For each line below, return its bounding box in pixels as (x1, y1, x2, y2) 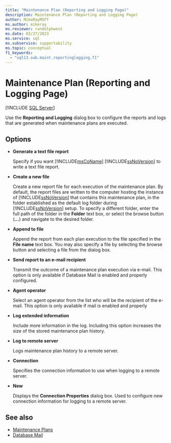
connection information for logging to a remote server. (12, 398, 127, 404)
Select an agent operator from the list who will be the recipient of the (12, 297, 158, 304)
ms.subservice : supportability (5, 41, 72, 46)
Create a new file (12, 174, 50, 180)
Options (5, 135, 32, 144)
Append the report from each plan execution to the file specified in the (12, 236, 161, 242)
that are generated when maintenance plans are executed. (5, 120, 128, 126)
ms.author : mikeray (5, 21, 47, 27)
